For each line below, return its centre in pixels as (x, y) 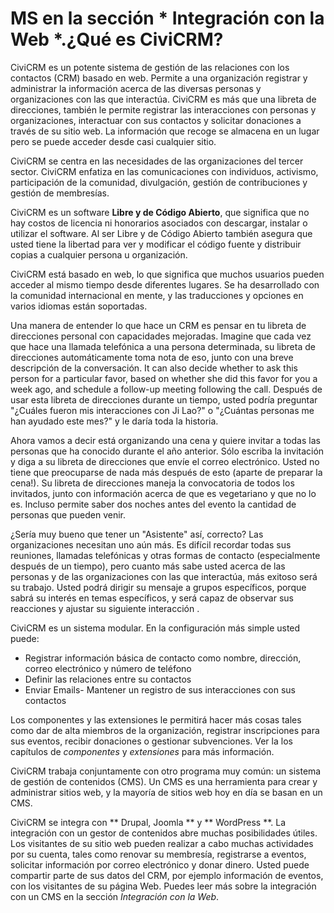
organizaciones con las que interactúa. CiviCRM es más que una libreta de (163, 99)
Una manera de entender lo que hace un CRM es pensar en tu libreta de (158, 325)
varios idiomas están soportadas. (79, 306)
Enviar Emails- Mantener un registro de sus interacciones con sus (160, 689)
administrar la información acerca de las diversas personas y (136, 88)
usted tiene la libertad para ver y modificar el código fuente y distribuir (156, 244)
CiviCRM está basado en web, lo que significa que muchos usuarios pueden (167, 274)
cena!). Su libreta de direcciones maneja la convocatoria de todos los (152, 483)
